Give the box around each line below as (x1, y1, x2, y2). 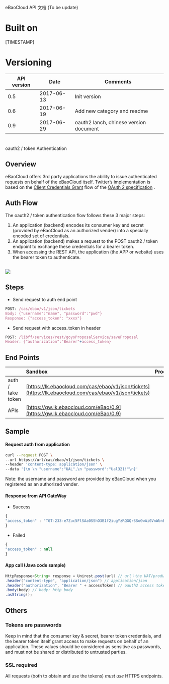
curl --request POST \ (5, 452, 53, 458)
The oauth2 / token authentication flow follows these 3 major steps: (5, 212, 145, 218)
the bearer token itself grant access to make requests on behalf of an (5, 638, 149, 644)
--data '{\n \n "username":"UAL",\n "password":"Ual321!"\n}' (5, 466, 138, 472)
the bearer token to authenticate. (12, 254, 81, 260)
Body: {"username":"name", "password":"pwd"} (5, 311, 102, 316)
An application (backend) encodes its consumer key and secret (12, 222, 144, 228)
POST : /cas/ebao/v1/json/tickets (5, 306, 75, 311)
